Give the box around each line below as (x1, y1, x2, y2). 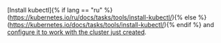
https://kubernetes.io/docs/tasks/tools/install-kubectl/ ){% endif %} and (9, 21, 214, 28)
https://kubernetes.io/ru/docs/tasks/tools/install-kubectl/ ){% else (9, 13, 197, 21)
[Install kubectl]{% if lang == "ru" (7, 6, 103, 14)
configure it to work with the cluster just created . (7, 28, 147, 36)
